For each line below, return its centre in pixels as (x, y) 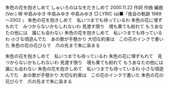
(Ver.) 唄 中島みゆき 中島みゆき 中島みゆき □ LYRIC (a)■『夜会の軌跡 (78, 14)
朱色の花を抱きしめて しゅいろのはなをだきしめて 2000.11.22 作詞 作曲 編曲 (84, 7)
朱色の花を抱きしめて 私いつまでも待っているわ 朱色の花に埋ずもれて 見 (84, 56)
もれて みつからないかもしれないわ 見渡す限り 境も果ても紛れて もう (80, 26)
